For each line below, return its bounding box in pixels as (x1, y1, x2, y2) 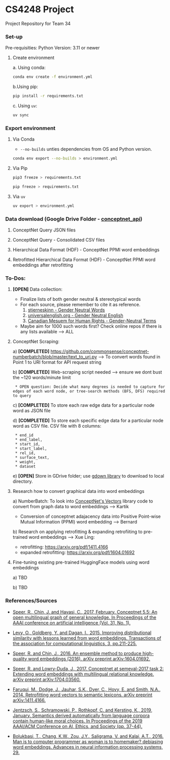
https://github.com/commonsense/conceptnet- (50, 348, 149, 355)
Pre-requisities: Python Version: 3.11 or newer (5, 45, 100, 51)
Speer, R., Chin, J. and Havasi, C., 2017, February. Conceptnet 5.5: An (12, 609, 157, 615)
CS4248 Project (5, 4, 75, 15)
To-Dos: (5, 274, 26, 281)
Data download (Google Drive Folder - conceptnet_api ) (5, 215, 143, 222)
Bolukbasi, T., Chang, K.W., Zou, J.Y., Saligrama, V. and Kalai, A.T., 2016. (12, 733, 164, 739)
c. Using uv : (12, 102, 38, 109)
